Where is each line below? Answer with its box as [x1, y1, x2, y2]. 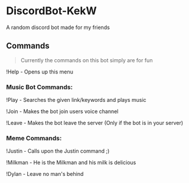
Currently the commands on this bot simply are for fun [20, 56, 153, 63]
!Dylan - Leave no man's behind [6, 171, 84, 178]
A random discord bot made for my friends [6, 24, 110, 31]
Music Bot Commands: [6, 83, 73, 91]
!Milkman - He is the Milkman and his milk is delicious [6, 159, 136, 166]
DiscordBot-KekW [6, 4, 97, 18]
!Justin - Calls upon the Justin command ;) [6, 147, 110, 155]
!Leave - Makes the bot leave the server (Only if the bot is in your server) [6, 120, 184, 127]
